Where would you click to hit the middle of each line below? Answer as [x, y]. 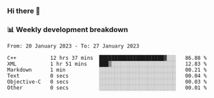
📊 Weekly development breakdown [68, 29]
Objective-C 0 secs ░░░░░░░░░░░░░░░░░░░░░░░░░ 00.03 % [107, 82]
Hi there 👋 [24, 11]
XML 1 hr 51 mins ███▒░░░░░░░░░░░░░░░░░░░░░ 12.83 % [107, 64]
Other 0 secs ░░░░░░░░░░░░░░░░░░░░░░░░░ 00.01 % [107, 88]
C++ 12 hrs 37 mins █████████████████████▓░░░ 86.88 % [107, 58]
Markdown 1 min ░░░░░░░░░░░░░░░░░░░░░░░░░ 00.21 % [107, 70]
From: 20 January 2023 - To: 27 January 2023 [73, 46]
